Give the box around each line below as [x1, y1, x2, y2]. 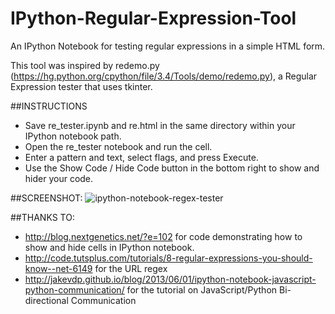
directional [24, 294, 69, 306]
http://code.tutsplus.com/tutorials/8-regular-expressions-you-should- [24, 252, 313, 264]
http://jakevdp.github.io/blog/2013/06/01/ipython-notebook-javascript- [24, 273, 317, 285]
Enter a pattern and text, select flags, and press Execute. [24, 151, 259, 163]
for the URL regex [94, 262, 168, 274]
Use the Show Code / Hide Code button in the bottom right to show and [24, 162, 320, 174]
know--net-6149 [24, 262, 93, 274]
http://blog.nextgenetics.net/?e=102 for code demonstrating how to [24, 230, 303, 242]
